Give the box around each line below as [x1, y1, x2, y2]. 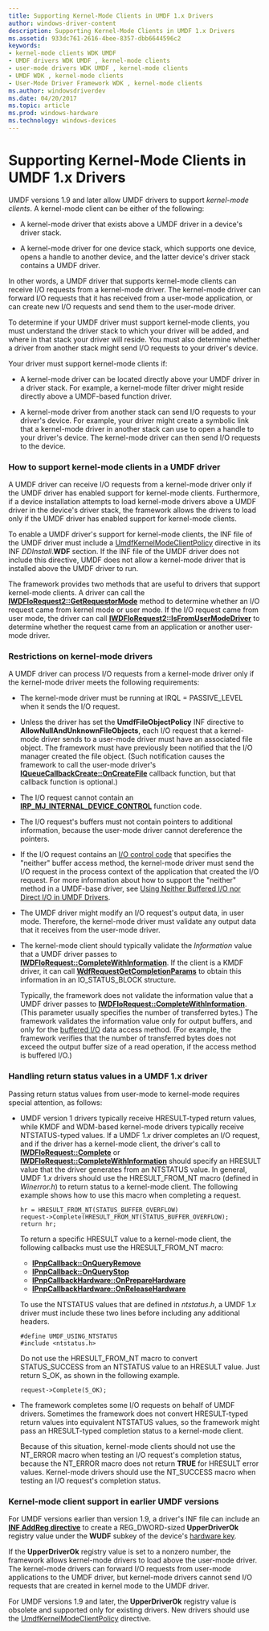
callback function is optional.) [19, 777, 118, 787]
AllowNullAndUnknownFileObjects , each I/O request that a [19, 726, 218, 735]
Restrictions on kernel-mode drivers [8, 651, 153, 662]
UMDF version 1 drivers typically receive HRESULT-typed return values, [19, 1113, 257, 1123]
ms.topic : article [8, 101, 70, 110]
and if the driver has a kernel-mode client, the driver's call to [19, 1139, 221, 1149]
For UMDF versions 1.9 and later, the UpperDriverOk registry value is [8, 1596, 237, 1606]
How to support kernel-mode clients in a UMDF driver [8, 461, 221, 472]
